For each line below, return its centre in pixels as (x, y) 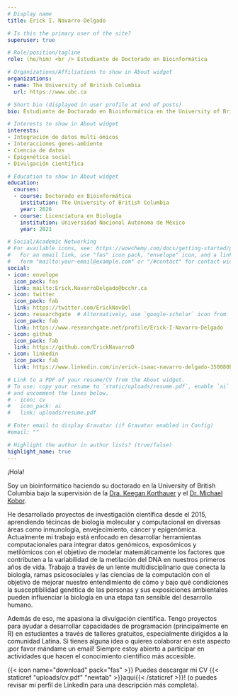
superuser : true (31, 40)
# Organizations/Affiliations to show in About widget (90, 72)
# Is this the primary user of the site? (69, 33)
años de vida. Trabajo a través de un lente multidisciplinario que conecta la (117, 567)
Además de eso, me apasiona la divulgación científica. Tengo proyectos (112, 618)
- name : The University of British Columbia (74, 85)
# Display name (30, 14)
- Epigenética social (39, 157)
